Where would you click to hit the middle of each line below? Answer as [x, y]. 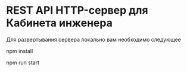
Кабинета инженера [60, 23]
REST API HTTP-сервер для [77, 10]
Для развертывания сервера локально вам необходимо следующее [94, 39]
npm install [20, 51]
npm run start [23, 62]
